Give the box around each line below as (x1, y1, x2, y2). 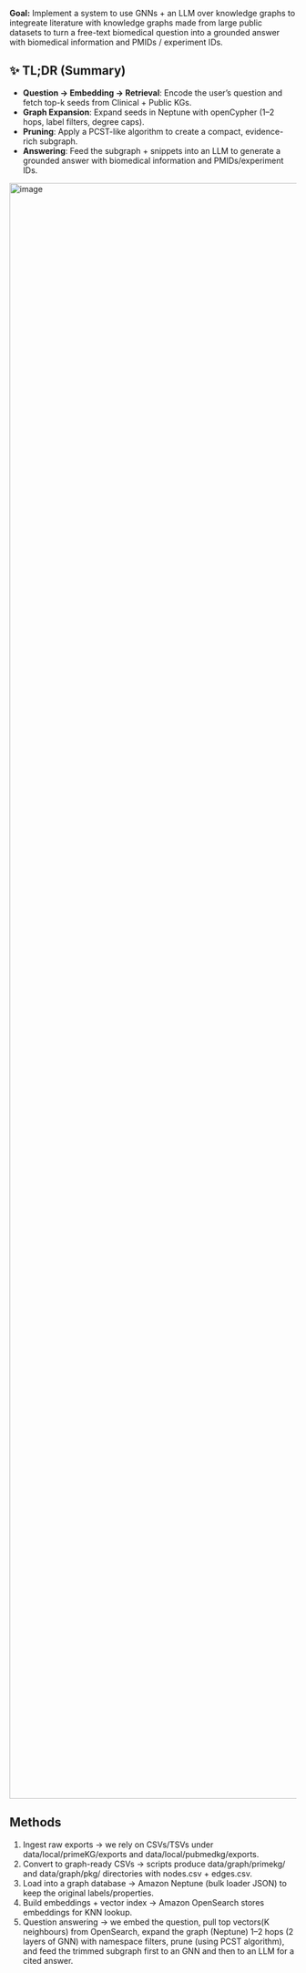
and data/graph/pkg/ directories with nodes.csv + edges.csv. (22, 1867, 253, 1879)
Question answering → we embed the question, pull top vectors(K (22, 1917, 270, 1927)
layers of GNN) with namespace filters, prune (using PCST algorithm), (22, 1936, 285, 1947)
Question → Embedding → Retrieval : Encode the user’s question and (22, 87, 283, 98)
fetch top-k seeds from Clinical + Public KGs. (22, 97, 192, 107)
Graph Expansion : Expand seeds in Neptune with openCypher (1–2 (22, 107, 275, 118)
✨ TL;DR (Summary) (9, 63, 126, 78)
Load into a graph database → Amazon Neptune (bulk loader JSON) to (22, 1877, 287, 1888)
